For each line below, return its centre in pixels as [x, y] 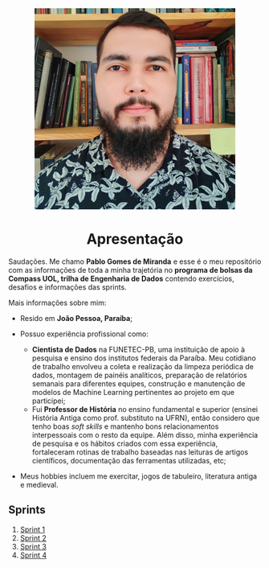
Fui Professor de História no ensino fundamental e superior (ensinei [145, 409]
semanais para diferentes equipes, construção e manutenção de [139, 383]
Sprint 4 [33, 555]
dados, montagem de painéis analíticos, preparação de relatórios [139, 375]
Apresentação [135, 239]
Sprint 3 [33, 546]
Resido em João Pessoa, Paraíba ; [76, 318]
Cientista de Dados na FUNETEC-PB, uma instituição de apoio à [139, 349]
